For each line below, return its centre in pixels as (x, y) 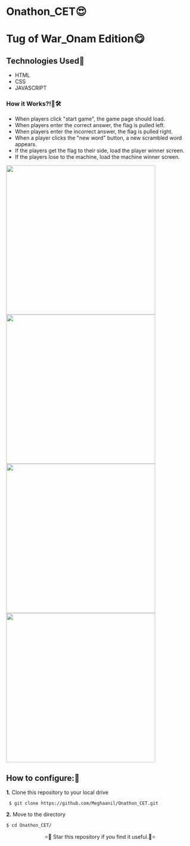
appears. (26, 144)
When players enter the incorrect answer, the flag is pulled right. (94, 132)
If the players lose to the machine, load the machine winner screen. (97, 157)
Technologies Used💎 (45, 61)
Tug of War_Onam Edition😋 (75, 39)
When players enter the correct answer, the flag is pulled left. (90, 125)
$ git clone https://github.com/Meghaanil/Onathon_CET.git (84, 804)
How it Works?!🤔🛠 (34, 104)
